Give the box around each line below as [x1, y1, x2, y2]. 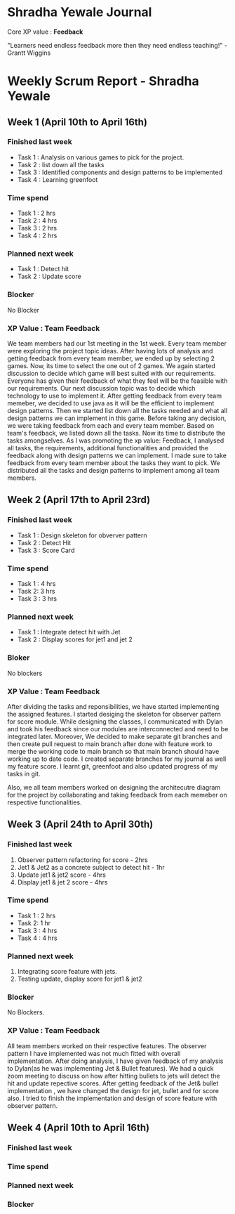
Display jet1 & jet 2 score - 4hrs [17, 877, 108, 886]
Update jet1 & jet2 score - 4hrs [17, 870, 107, 879]
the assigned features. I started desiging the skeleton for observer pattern [7, 710, 221, 718]
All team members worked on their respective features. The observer [7, 1041, 207, 1050]
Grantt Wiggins [7, 48, 51, 57]
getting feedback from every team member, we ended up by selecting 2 [7, 354, 215, 363]
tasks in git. [7, 769, 41, 778]
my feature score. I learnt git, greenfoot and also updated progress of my [7, 762, 219, 770]
